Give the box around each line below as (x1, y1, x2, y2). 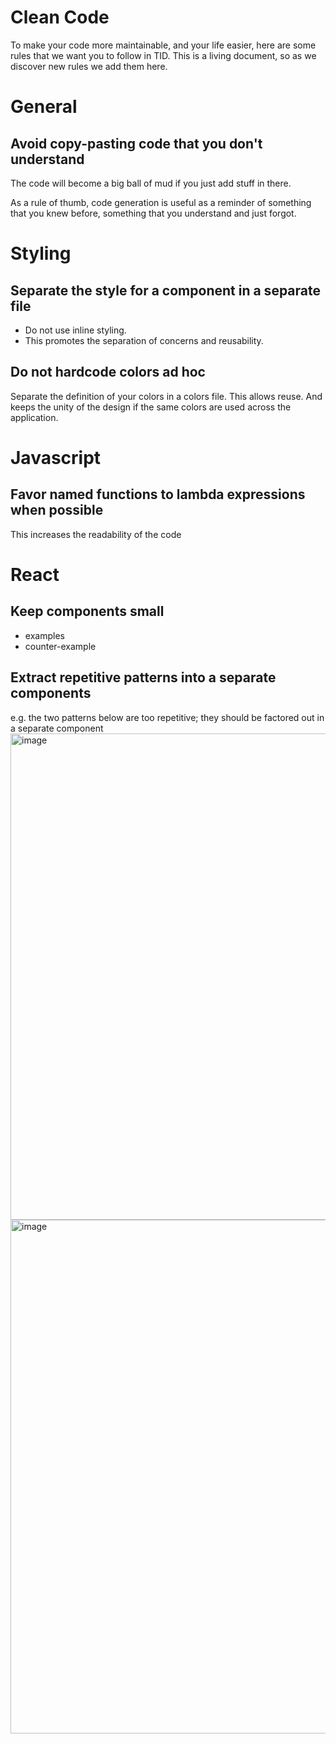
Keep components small (10, 603, 165, 620)
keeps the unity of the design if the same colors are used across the (10, 401, 292, 413)
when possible (10, 502, 104, 519)
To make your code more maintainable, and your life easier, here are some (10, 39, 317, 51)
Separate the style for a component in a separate (10, 282, 321, 299)
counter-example (24, 640, 97, 652)
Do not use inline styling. (24, 324, 127, 336)
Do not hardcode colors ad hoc (10, 364, 206, 381)
